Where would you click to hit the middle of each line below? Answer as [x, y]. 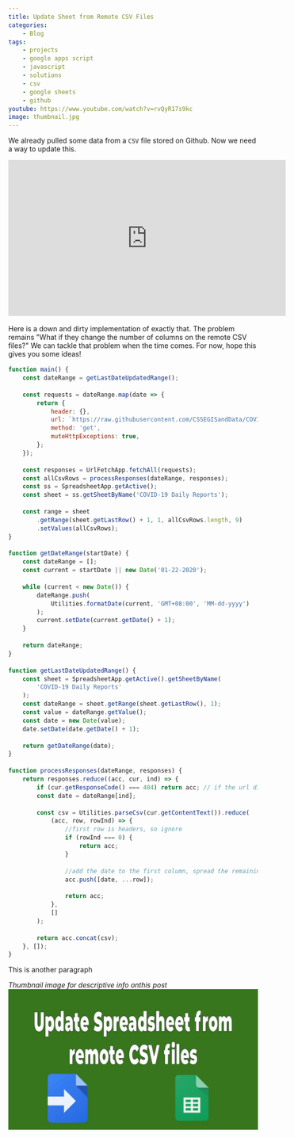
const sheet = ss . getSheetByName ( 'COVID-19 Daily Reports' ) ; [125, 495]
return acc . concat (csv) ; [78, 938]
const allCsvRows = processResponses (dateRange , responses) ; [125, 478]
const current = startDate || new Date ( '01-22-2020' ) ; [115, 571]
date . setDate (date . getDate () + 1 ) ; [81, 729]
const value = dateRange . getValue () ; [85, 712]
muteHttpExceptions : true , [95, 437]
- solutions [42, 75]
